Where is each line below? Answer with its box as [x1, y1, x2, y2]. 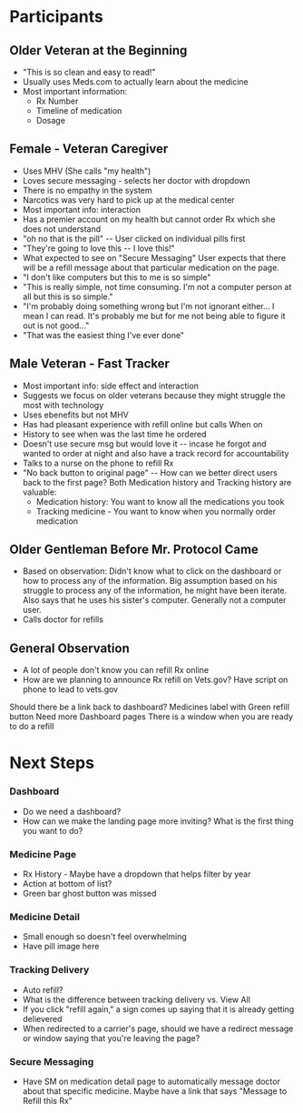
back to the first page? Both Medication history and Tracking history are [22, 476, 292, 487]
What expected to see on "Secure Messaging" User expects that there [22, 252, 287, 263]
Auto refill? [22, 984, 64, 995]
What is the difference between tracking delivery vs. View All [22, 994, 251, 1005]
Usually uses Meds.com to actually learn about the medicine [22, 76, 249, 87]
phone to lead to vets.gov [22, 684, 119, 695]
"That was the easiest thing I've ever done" [22, 329, 184, 340]
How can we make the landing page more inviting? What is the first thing [22, 816, 294, 827]
